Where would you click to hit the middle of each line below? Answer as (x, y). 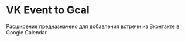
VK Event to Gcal (48, 10)
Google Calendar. (27, 32)
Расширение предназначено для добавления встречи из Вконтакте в (93, 26)
